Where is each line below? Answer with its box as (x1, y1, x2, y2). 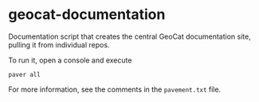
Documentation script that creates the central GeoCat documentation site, (8, 32, 251, 41)
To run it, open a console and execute (8, 55, 132, 65)
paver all (8, 70, 41, 78)
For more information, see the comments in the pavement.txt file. (8, 85, 222, 94)
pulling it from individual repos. (8, 40, 110, 49)
